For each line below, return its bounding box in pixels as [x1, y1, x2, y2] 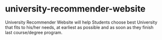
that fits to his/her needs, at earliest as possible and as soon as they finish [5, 24, 154, 30]
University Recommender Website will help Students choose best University [5, 19, 158, 25]
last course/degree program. [5, 29, 63, 35]
